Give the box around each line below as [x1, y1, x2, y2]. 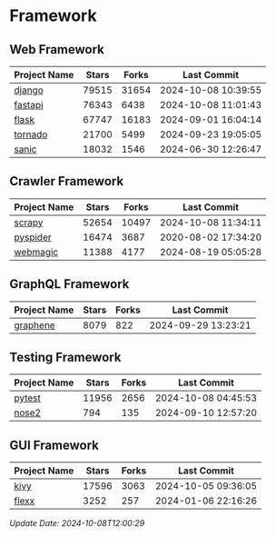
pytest [14, 392, 41, 404]
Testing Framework [9, 350, 122, 365]
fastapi [14, 99, 44, 111]
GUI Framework [9, 437, 100, 452]
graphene [14, 319, 56, 332]
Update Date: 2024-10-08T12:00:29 [9, 518, 145, 529]
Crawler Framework [9, 174, 124, 189]
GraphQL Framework [9, 276, 130, 292]
